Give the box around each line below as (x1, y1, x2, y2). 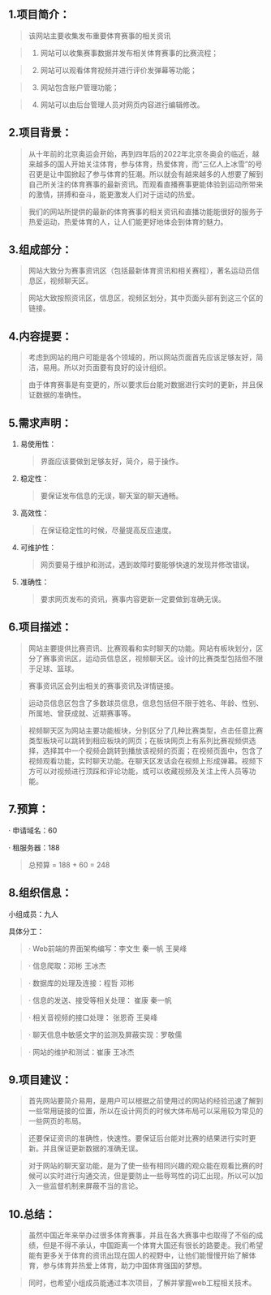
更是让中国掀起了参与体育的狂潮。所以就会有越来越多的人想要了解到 (35, 169, 264, 179)
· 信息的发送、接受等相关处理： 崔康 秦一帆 (28, 995, 172, 1005)
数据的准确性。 (35, 390, 86, 400)
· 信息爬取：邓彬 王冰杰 (28, 961, 106, 970)
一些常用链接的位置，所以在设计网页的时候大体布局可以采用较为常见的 (28, 1106, 264, 1116)
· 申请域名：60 (8, 825, 58, 835)
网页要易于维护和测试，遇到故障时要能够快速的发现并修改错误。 (40, 560, 254, 570)
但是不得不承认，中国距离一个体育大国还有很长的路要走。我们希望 (42, 1241, 264, 1250)
